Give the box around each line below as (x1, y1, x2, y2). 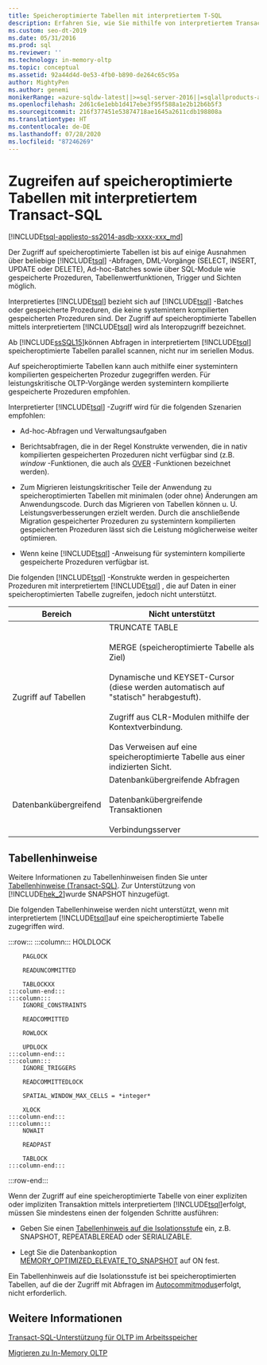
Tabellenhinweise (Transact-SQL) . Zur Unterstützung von (8, 881, 196, 891)
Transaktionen (108, 804, 163, 815)
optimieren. (19, 533, 58, 543)
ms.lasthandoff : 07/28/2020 (8, 130, 102, 138)
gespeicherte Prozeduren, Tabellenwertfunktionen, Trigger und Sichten (8, 273, 242, 283)
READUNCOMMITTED (22, 967, 77, 975)
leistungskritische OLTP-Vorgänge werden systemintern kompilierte (8, 379, 229, 388)
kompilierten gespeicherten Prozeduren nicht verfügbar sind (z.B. (19, 450, 235, 460)
